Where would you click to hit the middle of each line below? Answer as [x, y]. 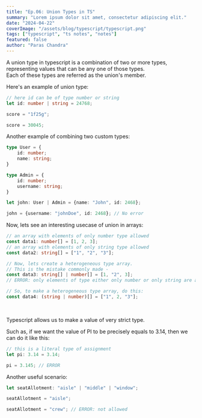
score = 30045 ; [25, 125]
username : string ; [40, 186]
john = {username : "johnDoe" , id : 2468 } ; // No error [75, 214]
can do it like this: [28, 338]
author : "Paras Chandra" [37, 46]
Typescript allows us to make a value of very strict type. [76, 320]
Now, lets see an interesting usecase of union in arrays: [75, 225]
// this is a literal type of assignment [59, 349]
